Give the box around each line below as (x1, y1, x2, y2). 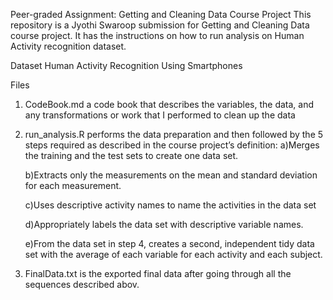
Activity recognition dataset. (10, 40, 127, 52)
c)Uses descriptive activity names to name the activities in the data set (24, 199, 317, 211)
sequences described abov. (24, 279, 140, 290)
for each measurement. (24, 180, 122, 191)
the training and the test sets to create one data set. (24, 150, 239, 161)
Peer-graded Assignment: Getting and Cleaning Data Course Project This (10, 9, 312, 20)
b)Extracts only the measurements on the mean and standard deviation (24, 169, 318, 181)
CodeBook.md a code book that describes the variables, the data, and (24, 99, 314, 110)
